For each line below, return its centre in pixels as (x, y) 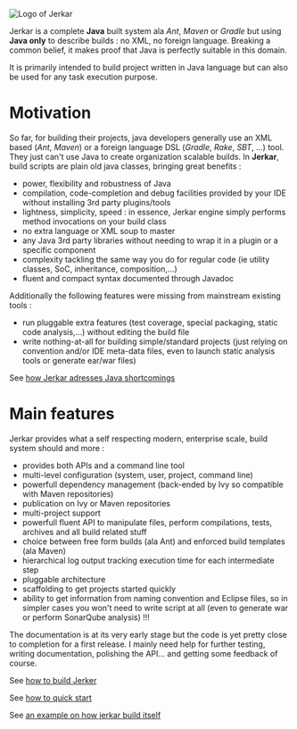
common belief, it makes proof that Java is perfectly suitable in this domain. (148, 50)
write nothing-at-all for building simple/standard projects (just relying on (155, 341)
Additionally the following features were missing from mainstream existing (145, 296)
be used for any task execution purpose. (83, 77)
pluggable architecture (64, 579)
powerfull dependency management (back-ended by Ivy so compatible (153, 484)
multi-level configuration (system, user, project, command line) (138, 474)
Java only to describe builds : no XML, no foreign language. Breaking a (140, 41)
